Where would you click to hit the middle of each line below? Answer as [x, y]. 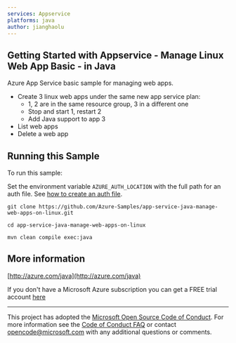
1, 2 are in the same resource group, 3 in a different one [108, 104]
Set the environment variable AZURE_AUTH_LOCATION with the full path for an [114, 186]
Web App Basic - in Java [61, 66]
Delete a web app [43, 134]
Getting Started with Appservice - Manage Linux [116, 55]
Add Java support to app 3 [67, 119]
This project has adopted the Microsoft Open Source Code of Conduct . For [116, 317]
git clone [22, 207]
